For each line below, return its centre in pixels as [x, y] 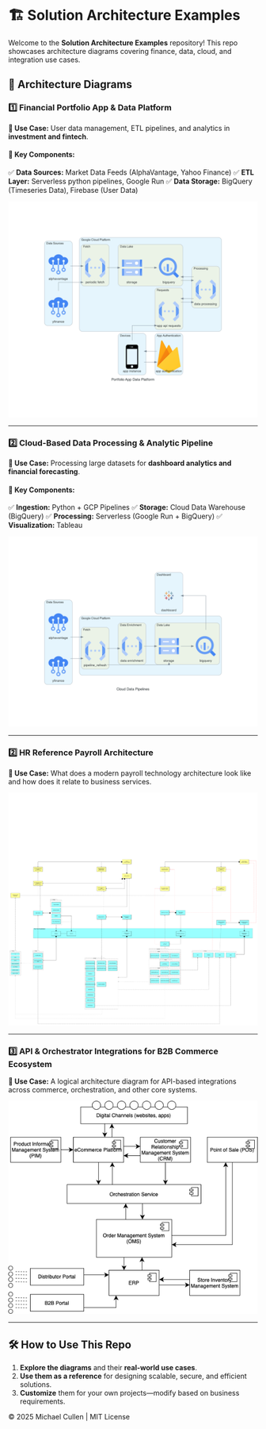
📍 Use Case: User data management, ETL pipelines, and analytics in [119, 128]
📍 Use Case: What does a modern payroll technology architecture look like [130, 773]
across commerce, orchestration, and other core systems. [103, 1090]
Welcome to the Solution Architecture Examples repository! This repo [123, 42]
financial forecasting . [44, 472]
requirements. [42, 1401]
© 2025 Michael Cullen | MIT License [69, 1416]
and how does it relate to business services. [80, 781]
